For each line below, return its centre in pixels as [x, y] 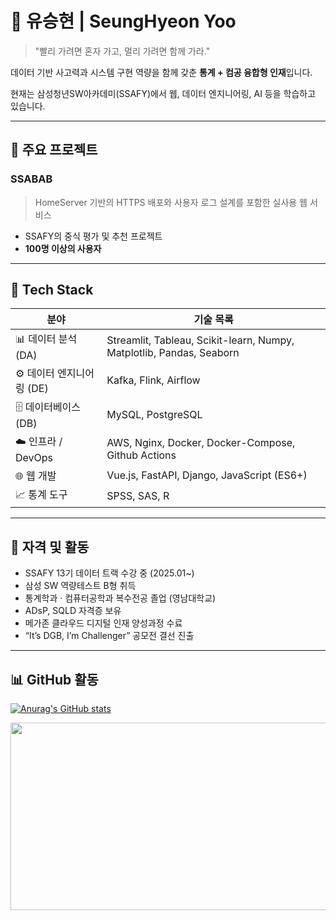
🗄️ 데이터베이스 [48, 407]
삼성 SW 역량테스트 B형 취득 [80, 586]
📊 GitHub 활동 [54, 679]
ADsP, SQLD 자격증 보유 [73, 611]
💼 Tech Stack [52, 290]
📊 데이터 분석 [46, 339]
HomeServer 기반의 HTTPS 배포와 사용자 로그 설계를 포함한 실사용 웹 [171, 202]
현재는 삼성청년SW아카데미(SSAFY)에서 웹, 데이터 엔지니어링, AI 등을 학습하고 [163, 93]
